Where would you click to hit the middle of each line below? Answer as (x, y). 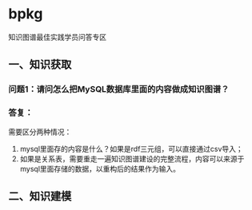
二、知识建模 (40, 196)
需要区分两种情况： (40, 132)
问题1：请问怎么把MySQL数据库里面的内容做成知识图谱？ (119, 89)
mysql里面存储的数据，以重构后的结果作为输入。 (100, 168)
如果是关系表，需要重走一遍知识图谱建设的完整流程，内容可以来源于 (132, 158)
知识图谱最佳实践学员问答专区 (57, 37)
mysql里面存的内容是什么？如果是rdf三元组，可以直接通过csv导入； (132, 149)
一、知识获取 (40, 65)
